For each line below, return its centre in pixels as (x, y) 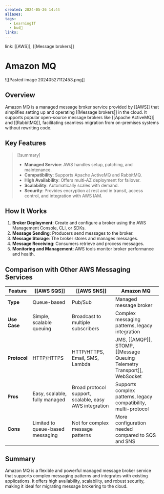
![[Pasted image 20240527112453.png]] (45, 79)
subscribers (85, 329)
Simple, (41, 317)
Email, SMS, (85, 358)
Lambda (81, 364)
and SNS (125, 442)
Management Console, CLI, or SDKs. (49, 228)
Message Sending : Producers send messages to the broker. (73, 233)
